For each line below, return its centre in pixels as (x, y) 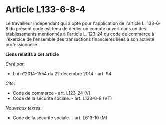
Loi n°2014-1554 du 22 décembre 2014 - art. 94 (62, 73)
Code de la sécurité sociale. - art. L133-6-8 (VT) (62, 98)
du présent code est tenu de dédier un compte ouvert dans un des (78, 28)
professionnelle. (22, 44)
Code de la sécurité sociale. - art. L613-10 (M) (60, 118)
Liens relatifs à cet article (32, 54)
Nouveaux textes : (23, 108)
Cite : (10, 83)
